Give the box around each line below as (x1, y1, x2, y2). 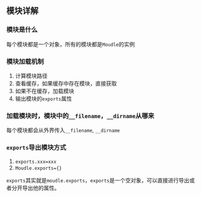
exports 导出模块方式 (6, 143, 66, 152)
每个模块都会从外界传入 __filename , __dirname (6, 126, 121, 134)
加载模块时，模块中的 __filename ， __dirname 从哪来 (6, 111, 155, 120)
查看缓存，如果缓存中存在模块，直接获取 (15, 80, 117, 87)
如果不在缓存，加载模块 (15, 87, 74, 94)
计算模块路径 (15, 72, 48, 79)
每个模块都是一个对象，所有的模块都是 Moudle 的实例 (6, 40, 135, 47)
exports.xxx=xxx (15, 159, 57, 165)
